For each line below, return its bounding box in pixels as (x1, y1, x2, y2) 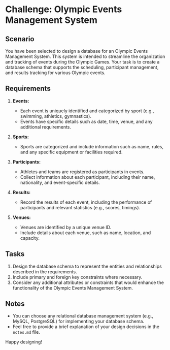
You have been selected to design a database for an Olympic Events (5, 48, 148, 54)
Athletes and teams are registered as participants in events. (20, 169, 145, 175)
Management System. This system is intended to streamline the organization (5, 53, 165, 59)
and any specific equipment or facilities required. (20, 149, 123, 155)
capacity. (20, 235, 40, 241)
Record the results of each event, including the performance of (20, 199, 152, 205)
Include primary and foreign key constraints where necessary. (12, 274, 143, 280)
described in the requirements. (12, 268, 77, 275)
